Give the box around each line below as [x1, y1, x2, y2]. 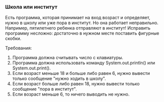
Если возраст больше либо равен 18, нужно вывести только [12, 81, 140, 87]
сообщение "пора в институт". [12, 86, 77, 92]
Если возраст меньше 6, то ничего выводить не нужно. [12, 91, 130, 97]
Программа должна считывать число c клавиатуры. [12, 55, 123, 61]
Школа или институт [5, 3, 58, 10]
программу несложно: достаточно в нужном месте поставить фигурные [5, 31, 160, 36]
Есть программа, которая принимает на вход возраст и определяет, [5, 15, 151, 21]
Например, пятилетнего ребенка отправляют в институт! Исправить [5, 25, 151, 31]
